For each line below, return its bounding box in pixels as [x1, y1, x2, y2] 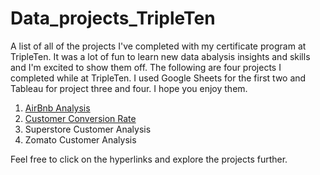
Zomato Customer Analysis [24, 133, 137, 146]
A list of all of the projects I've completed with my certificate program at [10, 40, 307, 52]
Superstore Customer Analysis [24, 123, 152, 135]
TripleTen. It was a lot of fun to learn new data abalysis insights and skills [10, 50, 311, 62]
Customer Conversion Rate [24, 112, 137, 124]
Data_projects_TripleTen [10, 7, 216, 30]
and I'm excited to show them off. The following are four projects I [10, 61, 282, 73]
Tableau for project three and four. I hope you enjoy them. [10, 82, 248, 94]
